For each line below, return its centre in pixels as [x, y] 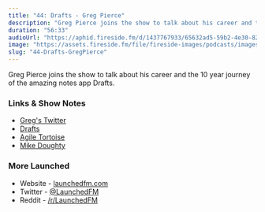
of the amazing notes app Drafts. [62, 83]
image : [19, 45]
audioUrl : [24, 37]
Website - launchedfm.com [64, 183]
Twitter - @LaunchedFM [59, 192]
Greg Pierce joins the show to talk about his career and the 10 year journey [129, 74]
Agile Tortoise [42, 137]
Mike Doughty [42, 146]
